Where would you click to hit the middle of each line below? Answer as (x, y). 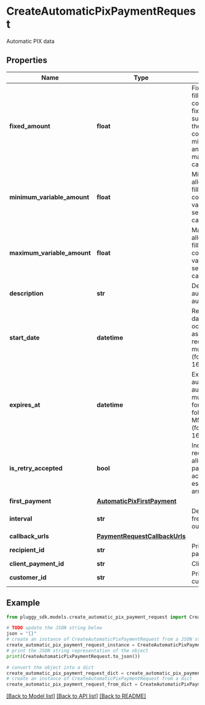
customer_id (28, 577)
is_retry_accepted (36, 468)
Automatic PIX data (31, 41)
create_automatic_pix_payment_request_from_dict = (72, 685)
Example (23, 603)
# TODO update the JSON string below (54, 628)
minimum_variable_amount (49, 197)
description (27, 293)
